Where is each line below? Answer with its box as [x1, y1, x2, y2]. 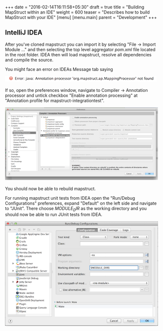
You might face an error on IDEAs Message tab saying [5, 66, 113, 72]
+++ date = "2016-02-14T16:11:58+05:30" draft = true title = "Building [5, 4, 145, 10]
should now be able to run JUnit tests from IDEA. [5, 211, 103, 218]
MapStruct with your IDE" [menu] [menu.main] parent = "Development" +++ [5, 15, 157, 20]
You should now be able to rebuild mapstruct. [5, 186, 96, 192]
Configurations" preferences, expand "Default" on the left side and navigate [5, 200, 157, 206]
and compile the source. [5, 57, 54, 63]
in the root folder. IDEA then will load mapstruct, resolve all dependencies [5, 52, 152, 57]
